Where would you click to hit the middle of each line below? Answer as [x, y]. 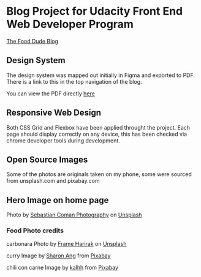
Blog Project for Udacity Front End [95, 11]
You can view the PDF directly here [51, 94]
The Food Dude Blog [32, 41]
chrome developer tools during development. [63, 140]
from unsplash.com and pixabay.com [53, 181]
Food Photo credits [35, 231]
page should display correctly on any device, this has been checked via [97, 134]
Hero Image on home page [58, 200]
